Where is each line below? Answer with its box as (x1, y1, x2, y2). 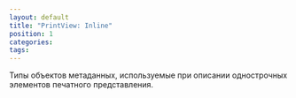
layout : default (9, 12, 69, 22)
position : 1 (9, 29, 53, 38)
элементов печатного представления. (9, 79, 153, 90)
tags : (9, 46, 29, 55)
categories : (9, 37, 53, 47)
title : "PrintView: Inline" (9, 21, 113, 30)
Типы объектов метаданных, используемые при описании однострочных (9, 70, 288, 80)
